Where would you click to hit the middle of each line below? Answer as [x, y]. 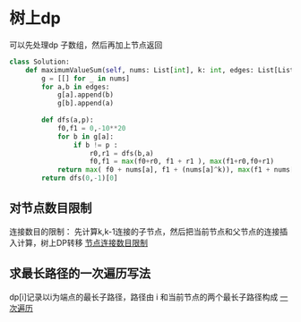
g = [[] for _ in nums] [86, 78]
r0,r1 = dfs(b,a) [121, 153]
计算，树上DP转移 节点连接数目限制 [82, 242]
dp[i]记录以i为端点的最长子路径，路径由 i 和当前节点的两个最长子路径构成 [144, 297]
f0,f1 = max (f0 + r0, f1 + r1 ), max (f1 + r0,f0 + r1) [182, 162]
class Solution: [39, 62]
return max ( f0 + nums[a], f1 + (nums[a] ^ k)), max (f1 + [163, 170]
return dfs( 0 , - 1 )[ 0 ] [80, 178]
